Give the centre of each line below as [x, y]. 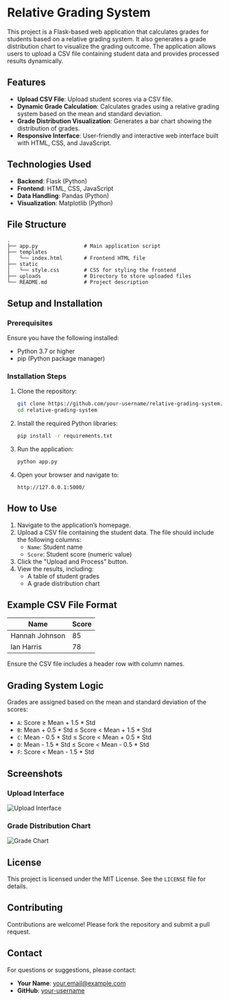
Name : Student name [55, 547]
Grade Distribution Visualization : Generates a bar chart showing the [114, 121]
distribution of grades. [48, 128]
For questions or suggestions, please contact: [72, 969]
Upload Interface [36, 793]
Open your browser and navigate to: [68, 475]
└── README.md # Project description [78, 282]
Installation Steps [37, 376]
